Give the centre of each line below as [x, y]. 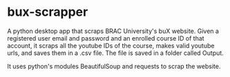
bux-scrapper [48, 12]
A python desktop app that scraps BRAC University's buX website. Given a [113, 31]
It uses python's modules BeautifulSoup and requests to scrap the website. [114, 66]
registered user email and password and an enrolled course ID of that [106, 38]
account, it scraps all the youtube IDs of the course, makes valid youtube [111, 45]
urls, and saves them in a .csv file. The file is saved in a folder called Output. [116, 53]
